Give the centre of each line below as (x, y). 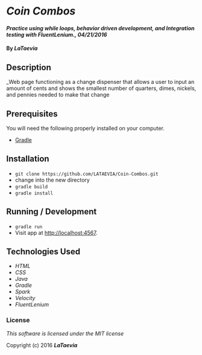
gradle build (31, 187)
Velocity (25, 298)
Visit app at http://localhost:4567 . (56, 232)
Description (29, 67)
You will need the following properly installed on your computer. (85, 128)
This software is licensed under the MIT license (65, 333)
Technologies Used (43, 252)
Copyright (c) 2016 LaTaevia (42, 345)
